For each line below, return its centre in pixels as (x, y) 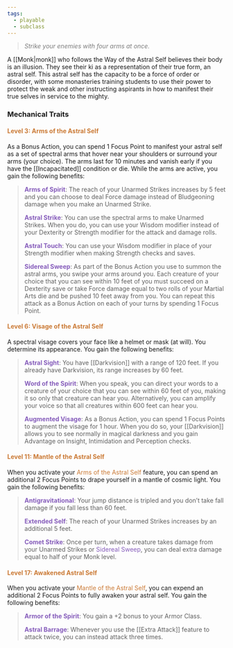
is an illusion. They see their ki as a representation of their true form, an (109, 67)
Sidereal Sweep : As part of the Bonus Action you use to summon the (123, 266)
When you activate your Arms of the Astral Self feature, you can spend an (113, 472)
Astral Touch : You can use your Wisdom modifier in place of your (118, 245)
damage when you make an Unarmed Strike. (87, 204)
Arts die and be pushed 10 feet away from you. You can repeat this (119, 296)
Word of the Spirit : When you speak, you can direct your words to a (121, 383)
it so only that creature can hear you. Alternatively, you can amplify (120, 398)
